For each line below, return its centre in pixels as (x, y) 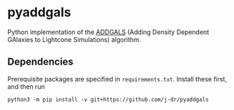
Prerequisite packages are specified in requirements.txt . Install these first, (117, 79)
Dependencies (40, 62)
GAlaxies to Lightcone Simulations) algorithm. (74, 39)
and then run (26, 87)
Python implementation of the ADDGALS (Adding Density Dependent (108, 32)
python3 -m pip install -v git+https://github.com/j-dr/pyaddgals (108, 99)
